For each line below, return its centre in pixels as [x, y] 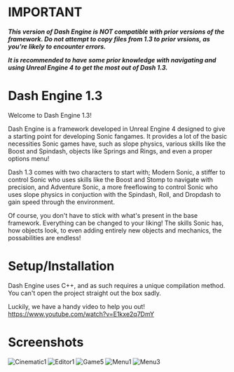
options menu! [29, 158]
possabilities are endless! [44, 237]
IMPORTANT [45, 12]
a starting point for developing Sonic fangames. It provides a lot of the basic [117, 136]
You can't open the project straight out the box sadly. [85, 293]
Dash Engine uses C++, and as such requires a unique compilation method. [117, 285]
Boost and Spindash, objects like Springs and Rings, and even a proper [110, 151]
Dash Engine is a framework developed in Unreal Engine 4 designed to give [117, 129]
